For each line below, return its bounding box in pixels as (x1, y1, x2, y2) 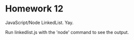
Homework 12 (5, 3, 64, 14)
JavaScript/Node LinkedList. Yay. (5, 19, 74, 25)
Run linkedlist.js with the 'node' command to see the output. (5, 29, 129, 35)
